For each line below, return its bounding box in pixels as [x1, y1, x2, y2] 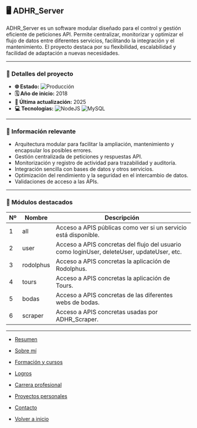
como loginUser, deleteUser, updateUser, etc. [55, 247, 182, 255]
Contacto [14, 404, 38, 411]
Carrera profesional [14, 381, 62, 388]
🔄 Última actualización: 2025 [14, 99, 86, 106]
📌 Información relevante [6, 127, 76, 136]
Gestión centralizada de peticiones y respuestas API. [14, 153, 142, 160]
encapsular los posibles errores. [14, 147, 93, 154]
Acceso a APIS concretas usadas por [55, 308, 158, 316]
